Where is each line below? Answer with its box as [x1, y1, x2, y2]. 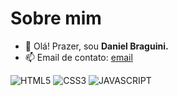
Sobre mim [10, 7, 102, 30]
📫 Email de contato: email [24, 51, 133, 63]
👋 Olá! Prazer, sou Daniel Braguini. [24, 40, 169, 52]
